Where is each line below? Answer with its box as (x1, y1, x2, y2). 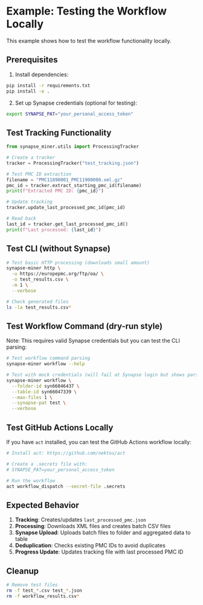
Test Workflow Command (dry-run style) (6, 321, 163, 331)
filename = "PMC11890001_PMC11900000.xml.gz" (6, 177, 123, 183)
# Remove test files (6, 582, 59, 588)
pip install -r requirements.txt (6, 82, 91, 88)
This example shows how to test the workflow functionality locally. (6, 37, 172, 44)
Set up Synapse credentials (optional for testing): (14, 99, 138, 107)
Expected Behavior (6, 500, 80, 510)
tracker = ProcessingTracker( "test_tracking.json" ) (6, 160, 139, 166)
